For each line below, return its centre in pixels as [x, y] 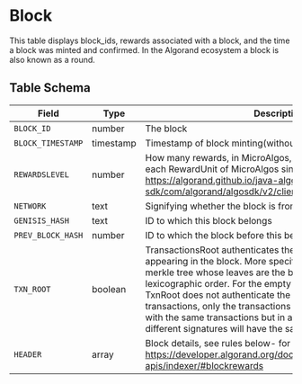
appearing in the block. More [206, 261]
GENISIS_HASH [42, 220]
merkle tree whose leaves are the [215, 272]
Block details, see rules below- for [218, 343]
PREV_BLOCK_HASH [49, 235]
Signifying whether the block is [210, 206]
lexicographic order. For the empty [218, 283]
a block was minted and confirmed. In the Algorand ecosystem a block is [144, 49]
